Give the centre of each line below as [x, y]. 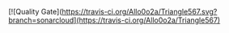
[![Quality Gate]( [35, 12]
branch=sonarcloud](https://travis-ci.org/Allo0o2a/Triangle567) [114, 20]
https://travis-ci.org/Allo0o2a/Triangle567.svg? [140, 12]
